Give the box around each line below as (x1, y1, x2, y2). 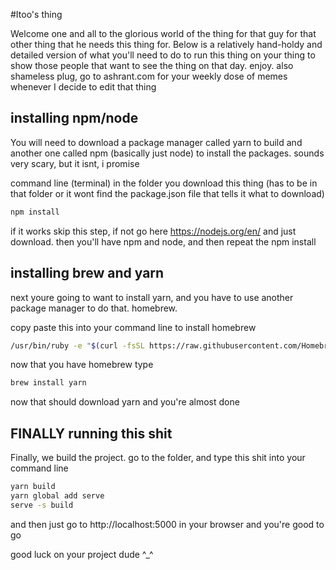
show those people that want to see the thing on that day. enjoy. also (10, 60, 294, 71)
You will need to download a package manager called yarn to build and (10, 136, 303, 148)
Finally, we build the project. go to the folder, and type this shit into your (10, 452, 306, 464)
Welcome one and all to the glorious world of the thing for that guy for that (10, 28, 317, 39)
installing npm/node (10, 110, 139, 127)
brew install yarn (10, 378, 87, 388)
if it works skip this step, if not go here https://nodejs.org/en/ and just (10, 225, 297, 237)
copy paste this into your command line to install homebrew (10, 321, 257, 333)
